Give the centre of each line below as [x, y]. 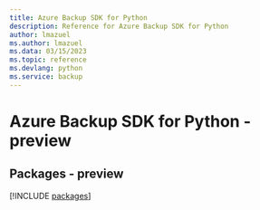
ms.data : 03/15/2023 [48, 52]
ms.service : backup [46, 77]
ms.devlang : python [46, 69]
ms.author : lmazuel [46, 43]
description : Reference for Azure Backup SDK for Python [119, 26]
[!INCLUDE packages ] [50, 196]
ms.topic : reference [48, 60]
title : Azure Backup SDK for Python [78, 18]
